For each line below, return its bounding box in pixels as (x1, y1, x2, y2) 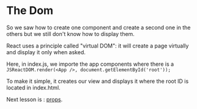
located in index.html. (6, 83, 61, 91)
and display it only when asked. (6, 48, 86, 55)
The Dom (6, 4, 54, 18)
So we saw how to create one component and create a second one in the (6, 24, 191, 31)
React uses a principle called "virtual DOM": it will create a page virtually (6, 42, 189, 49)
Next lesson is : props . (6, 96, 63, 103)
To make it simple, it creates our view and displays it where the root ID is (6, 77, 189, 85)
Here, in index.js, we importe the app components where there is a (6, 60, 174, 68)
